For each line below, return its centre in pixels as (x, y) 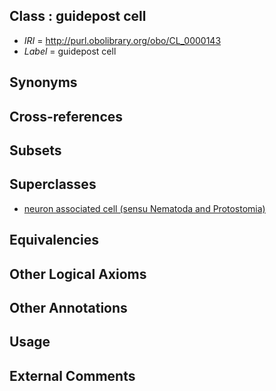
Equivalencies (54, 240)
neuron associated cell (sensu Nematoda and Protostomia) (144, 208)
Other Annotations (68, 307)
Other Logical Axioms (78, 274)
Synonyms (43, 82)
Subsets (35, 150)
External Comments (72, 375)
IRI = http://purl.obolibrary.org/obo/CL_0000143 (122, 40)
